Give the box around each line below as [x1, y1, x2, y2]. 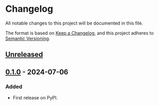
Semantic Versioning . [5, 35, 50, 41]
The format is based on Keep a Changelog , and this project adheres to [5, 30, 154, 36]
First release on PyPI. [12, 95, 58, 101]
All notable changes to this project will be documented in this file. [5, 20, 144, 26]
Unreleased [5, 50, 44, 59]
